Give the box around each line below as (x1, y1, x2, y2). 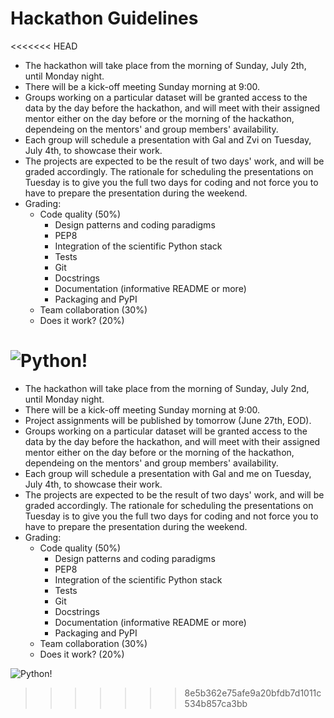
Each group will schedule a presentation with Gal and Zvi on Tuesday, (24, 133, 312, 146)
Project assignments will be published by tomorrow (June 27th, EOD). (24, 414, 312, 426)
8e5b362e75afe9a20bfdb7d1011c (184, 687, 322, 699)
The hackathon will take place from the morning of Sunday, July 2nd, (24, 382, 310, 394)
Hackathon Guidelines (10, 7, 199, 30)
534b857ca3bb (184, 697, 248, 709)
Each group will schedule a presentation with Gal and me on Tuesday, (24, 467, 312, 479)
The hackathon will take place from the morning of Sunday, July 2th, (24, 59, 307, 71)
